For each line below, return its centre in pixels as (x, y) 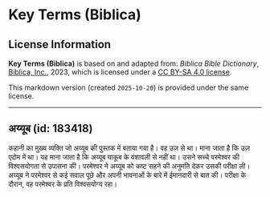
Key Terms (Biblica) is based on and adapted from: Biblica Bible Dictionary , (134, 63)
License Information (59, 44)
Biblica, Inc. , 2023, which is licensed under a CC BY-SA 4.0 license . (120, 72)
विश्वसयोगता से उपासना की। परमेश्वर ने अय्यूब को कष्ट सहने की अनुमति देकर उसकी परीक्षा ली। (129, 166)
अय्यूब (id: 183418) (51, 129)
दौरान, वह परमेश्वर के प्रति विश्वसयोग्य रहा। (63, 184)
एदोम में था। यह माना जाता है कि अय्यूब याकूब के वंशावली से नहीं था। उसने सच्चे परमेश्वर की (124, 157)
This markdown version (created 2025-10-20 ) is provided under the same (129, 87)
